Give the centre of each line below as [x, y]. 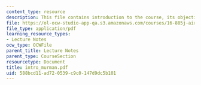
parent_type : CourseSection [41, 56]
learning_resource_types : [38, 34]
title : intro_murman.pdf [37, 67]
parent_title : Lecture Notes [42, 51]
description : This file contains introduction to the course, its [91, 17]
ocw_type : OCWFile [29, 45]
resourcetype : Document [36, 62]
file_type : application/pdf [41, 28]
